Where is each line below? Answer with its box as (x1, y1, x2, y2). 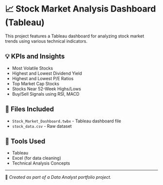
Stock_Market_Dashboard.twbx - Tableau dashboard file (12, 118, 121, 124)
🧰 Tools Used (5, 137, 46, 145)
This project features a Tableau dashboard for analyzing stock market (5, 33, 145, 39)
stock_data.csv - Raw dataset (12, 123, 72, 129)
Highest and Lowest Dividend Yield (12, 70, 82, 76)
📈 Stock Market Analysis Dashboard (5, 3, 156, 15)
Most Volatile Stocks (12, 65, 53, 71)
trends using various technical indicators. (5, 38, 88, 44)
